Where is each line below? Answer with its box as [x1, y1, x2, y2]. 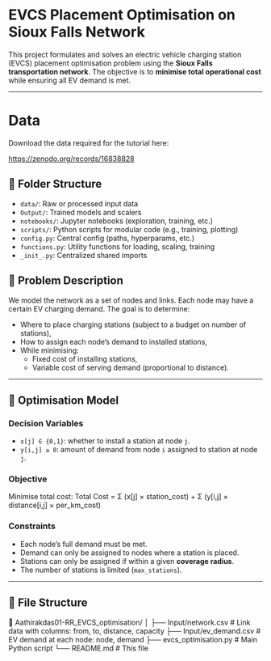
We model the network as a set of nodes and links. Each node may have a [8, 295, 254, 305]
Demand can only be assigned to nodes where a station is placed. [19, 548, 240, 557]
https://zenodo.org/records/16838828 [8, 154, 135, 163]
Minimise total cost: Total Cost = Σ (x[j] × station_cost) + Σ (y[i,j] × [8, 492, 228, 502]
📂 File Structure [8, 596, 88, 610]
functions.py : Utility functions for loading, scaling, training [19, 241, 215, 252]
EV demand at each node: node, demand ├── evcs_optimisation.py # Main [8, 634, 258, 644]
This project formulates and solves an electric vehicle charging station [8, 49, 242, 59]
